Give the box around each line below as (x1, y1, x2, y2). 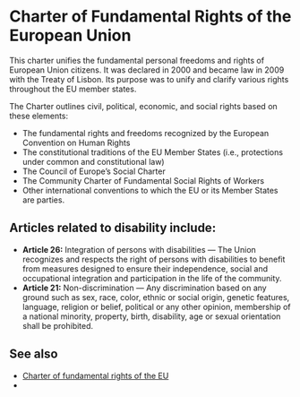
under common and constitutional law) (21, 156, 165, 167)
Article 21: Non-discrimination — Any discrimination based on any (21, 282, 267, 293)
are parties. (21, 194, 65, 205)
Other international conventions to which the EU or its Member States (21, 185, 279, 195)
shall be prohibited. (21, 320, 94, 331)
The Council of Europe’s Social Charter (21, 166, 166, 177)
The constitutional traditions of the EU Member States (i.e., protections (21, 146, 284, 158)
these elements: (9, 110, 69, 121)
